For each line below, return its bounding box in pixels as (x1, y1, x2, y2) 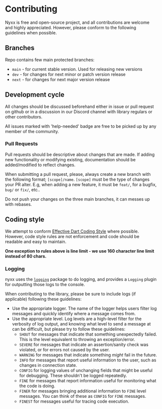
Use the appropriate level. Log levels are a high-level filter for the (12, 316, 142, 322)
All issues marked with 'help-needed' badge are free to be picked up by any (5, 123, 157, 129)
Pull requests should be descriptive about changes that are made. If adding (5, 152, 155, 157)
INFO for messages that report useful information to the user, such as (19, 357, 156, 363)
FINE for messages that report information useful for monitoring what (19, 377, 157, 383)
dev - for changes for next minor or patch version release (12, 71, 126, 77)
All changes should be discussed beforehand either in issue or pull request (5, 103, 154, 109)
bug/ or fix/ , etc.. (5, 187, 40, 192)
